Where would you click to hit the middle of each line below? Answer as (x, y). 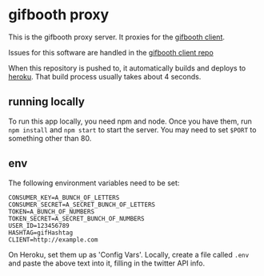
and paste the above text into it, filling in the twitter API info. (107, 263)
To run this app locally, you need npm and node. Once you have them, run (130, 121)
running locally (47, 102)
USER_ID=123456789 (39, 225)
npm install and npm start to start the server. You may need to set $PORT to (132, 129)
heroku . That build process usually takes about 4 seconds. (105, 76)
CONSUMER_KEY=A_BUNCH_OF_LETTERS (64, 197)
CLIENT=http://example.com (53, 239)
